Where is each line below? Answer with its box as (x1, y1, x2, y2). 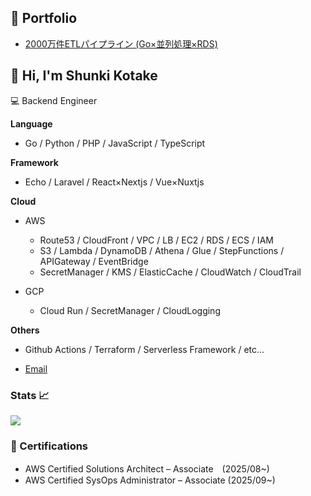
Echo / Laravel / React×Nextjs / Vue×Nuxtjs (24, 176, 205, 188)
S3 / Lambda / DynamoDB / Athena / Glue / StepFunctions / (39, 244, 285, 256)
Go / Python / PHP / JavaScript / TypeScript (24, 137, 206, 149)
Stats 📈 (10, 388, 50, 402)
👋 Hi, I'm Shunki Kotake (10, 67, 158, 85)
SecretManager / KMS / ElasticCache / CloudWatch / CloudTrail (39, 266, 302, 278)
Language (10, 117, 53, 130)
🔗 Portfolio (10, 10, 78, 27)
